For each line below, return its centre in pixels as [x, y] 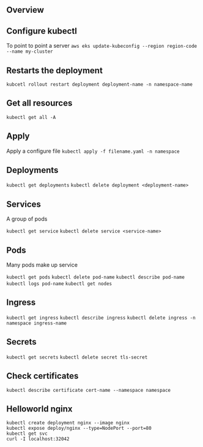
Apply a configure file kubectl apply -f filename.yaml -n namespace [93, 151]
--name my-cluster [30, 52]
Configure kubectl [42, 31]
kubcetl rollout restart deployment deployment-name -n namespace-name [99, 85]
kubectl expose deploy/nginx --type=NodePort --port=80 [79, 429]
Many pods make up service [42, 265]
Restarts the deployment [54, 70]
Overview [25, 10]
